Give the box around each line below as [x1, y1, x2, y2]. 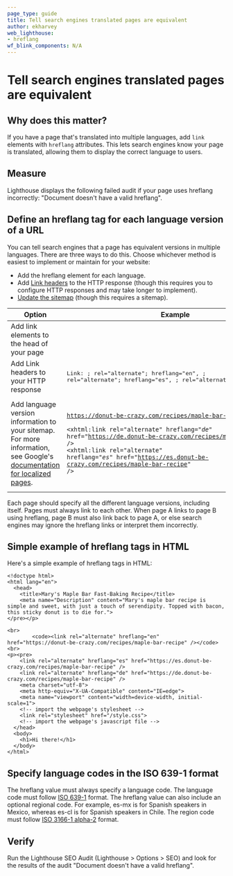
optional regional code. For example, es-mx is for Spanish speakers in [7, 800, 207, 809]
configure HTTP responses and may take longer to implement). [17, 286, 198, 294]
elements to [10, 330, 49, 340]
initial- [178, 694, 203, 701]
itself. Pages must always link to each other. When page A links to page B [7, 506, 217, 514]
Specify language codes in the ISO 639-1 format [7, 767, 219, 779]
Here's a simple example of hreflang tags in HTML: [7, 559, 153, 567]
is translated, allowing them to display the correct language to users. [7, 148, 203, 156]
